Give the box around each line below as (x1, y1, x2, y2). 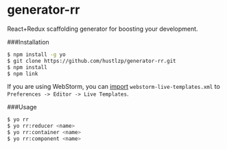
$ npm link (7, 70, 38, 77)
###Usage (7, 103, 38, 111)
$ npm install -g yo (7, 51, 67, 58)
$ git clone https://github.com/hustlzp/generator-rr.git (7, 57, 176, 64)
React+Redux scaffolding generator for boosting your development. (7, 25, 198, 33)
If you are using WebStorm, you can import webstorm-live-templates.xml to (7, 83, 221, 91)
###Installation (7, 38, 49, 46)
